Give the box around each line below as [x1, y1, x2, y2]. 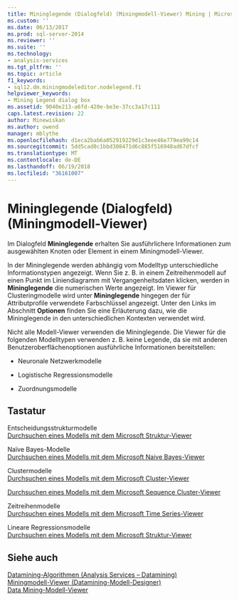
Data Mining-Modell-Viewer [7, 586, 89, 595]
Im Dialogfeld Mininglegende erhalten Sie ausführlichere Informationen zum [7, 239, 231, 248]
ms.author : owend [7, 123, 59, 131]
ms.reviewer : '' [7, 37, 55, 44]
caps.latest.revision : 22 [7, 110, 84, 117]
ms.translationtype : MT [7, 150, 78, 157]
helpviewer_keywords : [7, 90, 72, 97]
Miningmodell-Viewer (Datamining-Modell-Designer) [7, 578, 161, 587]
